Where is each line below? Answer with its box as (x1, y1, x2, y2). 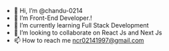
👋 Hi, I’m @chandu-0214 (13, 7, 83, 14)
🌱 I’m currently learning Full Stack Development (13, 21, 150, 29)
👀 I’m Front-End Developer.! (13, 14, 92, 22)
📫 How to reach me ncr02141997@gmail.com (13, 37, 145, 44)
